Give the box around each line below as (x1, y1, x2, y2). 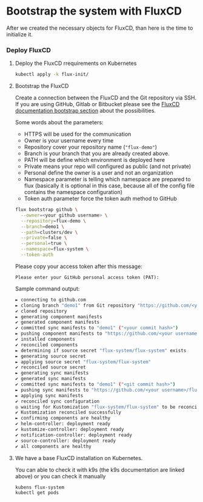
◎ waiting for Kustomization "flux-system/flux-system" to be (15, 404, 176, 410)
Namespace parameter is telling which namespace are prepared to (24, 176, 191, 183)
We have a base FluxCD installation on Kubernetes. (15, 454, 143, 461)
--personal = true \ (21, 241, 67, 247)
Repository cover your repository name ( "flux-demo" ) (24, 144, 158, 151)
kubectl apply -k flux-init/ (15, 72, 89, 78)
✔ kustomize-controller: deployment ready (15, 426, 124, 433)
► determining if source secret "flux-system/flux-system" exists (15, 347, 187, 353)
